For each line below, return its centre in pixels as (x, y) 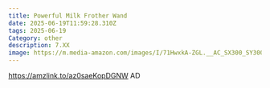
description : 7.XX (39, 46)
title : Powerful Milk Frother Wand (68, 16)
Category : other (35, 38)
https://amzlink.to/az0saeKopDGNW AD (74, 76)
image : (19, 53)
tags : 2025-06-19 (37, 30)
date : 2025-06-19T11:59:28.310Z (62, 23)
